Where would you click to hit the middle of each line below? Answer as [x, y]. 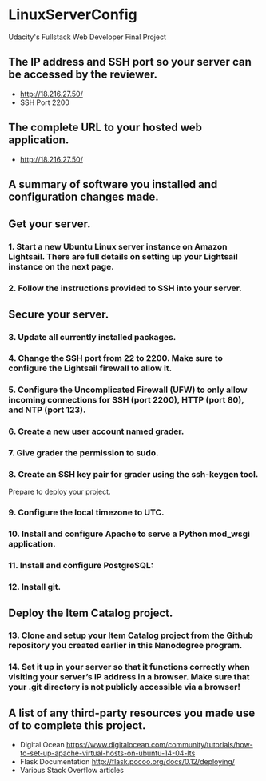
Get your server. [50, 224]
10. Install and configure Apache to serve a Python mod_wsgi [129, 534]
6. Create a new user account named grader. [96, 431]
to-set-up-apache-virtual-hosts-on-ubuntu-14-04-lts [107, 753]
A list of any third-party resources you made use [132, 713]
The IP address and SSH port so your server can [130, 62]
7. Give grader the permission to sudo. [83, 453]
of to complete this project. [77, 725]
